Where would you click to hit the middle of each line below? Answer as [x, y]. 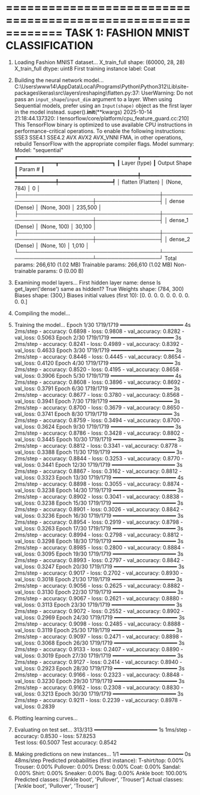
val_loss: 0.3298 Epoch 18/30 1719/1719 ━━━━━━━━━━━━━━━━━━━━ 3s [99, 541]
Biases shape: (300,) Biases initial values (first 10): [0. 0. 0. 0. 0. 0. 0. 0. [102, 295]
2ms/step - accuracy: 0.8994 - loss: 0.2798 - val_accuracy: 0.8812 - [99, 535]
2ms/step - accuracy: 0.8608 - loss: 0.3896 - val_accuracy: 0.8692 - [99, 382]
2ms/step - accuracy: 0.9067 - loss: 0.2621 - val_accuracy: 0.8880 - [99, 598]
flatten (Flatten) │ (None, [152, 182]
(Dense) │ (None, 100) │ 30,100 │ [55, 226]
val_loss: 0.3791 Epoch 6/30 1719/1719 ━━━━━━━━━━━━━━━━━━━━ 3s [97, 388]
